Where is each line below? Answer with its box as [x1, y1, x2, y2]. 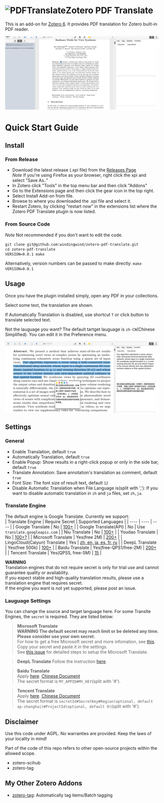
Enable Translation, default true [12, 448, 76, 454]
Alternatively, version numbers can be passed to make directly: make [5, 260, 142, 266]
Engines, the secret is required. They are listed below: [5, 613, 114, 620]
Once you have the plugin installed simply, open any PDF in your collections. [5, 293, 159, 298]
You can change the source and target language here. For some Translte [5, 609, 151, 614]
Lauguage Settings [5, 597, 51, 604]
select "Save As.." [12, 177, 48, 183]
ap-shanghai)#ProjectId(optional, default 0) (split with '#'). [17, 703, 141, 709]
